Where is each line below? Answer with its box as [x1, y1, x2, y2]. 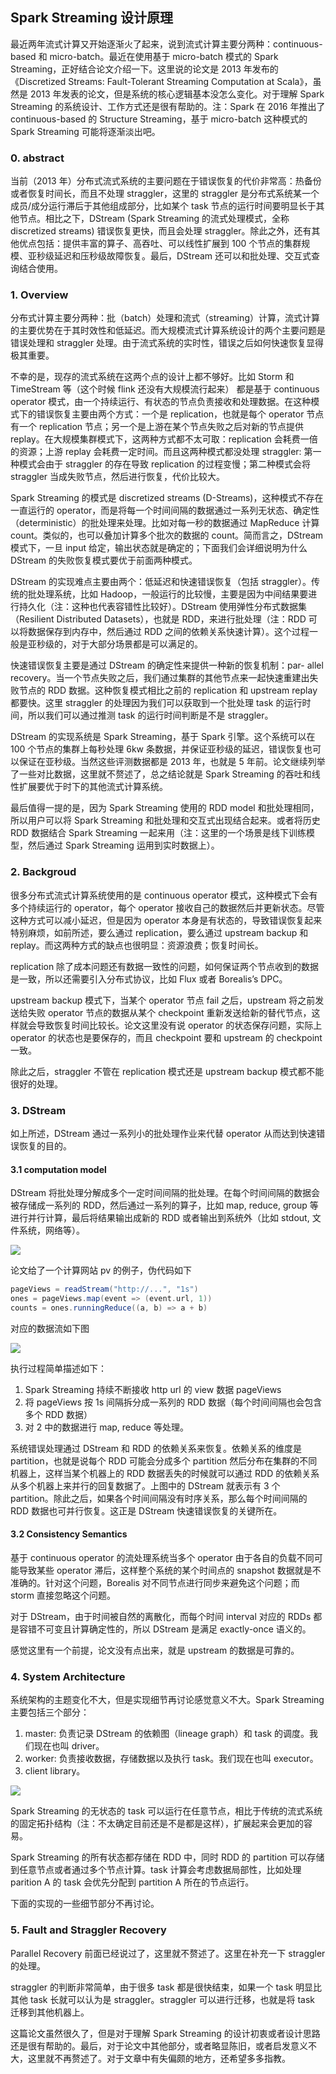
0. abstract [10, 151, 65, 165]
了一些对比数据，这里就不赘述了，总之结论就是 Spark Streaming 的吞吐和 [10, 768, 312, 780]
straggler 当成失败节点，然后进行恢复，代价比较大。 [10, 471, 226, 483]
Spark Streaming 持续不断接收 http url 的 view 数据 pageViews [24, 1383, 282, 1395]
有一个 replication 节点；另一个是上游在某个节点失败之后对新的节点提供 [10, 421, 305, 433]
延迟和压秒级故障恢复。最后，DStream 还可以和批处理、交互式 [53, 250, 312, 262]
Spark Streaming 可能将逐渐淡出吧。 [10, 125, 161, 137]
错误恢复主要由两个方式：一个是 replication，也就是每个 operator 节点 [36, 408, 325, 420]
